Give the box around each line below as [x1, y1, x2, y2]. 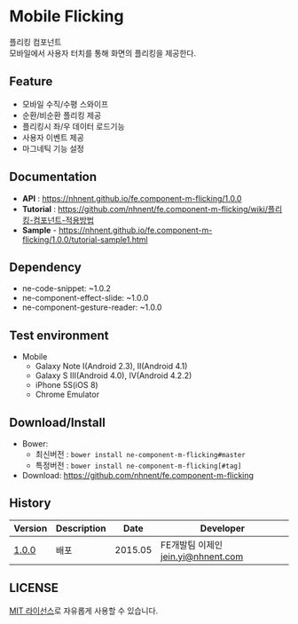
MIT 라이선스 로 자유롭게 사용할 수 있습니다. [9, 605, 159, 616]
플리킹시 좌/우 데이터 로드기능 [21, 121, 126, 131]
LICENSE [9, 581, 59, 596]
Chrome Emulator [35, 389, 100, 400]
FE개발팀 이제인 [161, 539, 223, 551]
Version [13, 522, 48, 534]
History [9, 495, 51, 511]
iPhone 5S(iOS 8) [35, 380, 99, 391]
